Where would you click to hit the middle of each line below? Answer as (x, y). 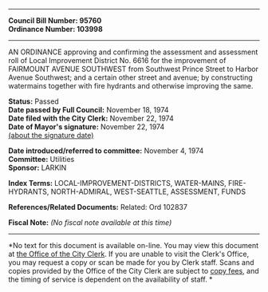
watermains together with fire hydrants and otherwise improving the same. (131, 86)
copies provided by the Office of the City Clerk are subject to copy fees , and (134, 271)
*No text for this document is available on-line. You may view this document (134, 245)
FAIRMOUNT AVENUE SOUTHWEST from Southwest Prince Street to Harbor (134, 69)
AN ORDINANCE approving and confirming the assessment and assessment (133, 52)
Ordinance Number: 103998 (56, 29)
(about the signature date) (51, 135)
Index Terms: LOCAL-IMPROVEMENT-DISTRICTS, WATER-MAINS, (118, 183)
